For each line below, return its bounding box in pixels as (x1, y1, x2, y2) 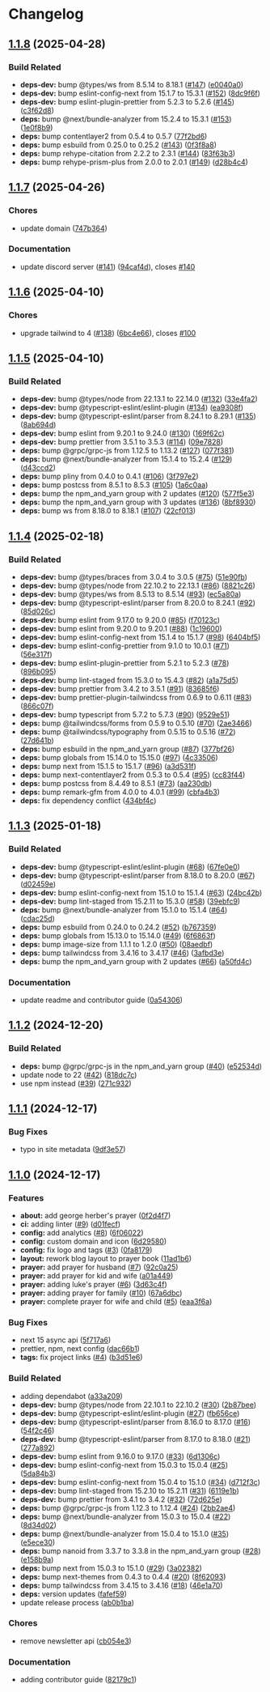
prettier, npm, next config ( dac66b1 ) (19, 1344, 140, 1354)
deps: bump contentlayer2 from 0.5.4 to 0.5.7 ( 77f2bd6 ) (19, 131, 208, 141)
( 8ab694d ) (19, 420, 57, 430)
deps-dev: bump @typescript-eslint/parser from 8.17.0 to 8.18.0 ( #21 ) (19, 1434, 251, 1443)
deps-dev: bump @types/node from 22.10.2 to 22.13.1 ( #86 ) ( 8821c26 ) (19, 580, 256, 590)
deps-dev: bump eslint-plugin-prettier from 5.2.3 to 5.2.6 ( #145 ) (19, 96, 234, 106)
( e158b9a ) (19, 1554, 54, 1564)
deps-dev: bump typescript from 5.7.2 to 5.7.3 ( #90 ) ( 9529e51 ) (19, 709, 230, 719)
